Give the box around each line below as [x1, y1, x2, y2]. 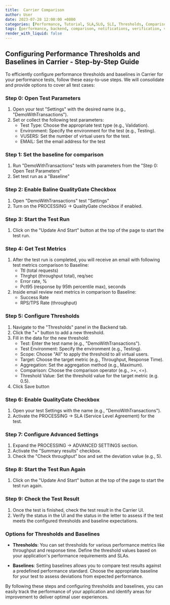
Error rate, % [20, 278, 47, 284]
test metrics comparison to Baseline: [12, 262, 90, 268]
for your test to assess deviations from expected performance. [12, 574, 143, 580]
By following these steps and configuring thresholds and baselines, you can [5, 583, 163, 589]
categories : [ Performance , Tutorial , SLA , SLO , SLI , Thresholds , [5, 21, 144, 27]
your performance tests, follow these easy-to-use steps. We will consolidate [5, 77, 164, 83]
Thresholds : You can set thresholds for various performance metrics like [12, 542, 165, 548]
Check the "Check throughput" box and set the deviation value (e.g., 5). [12, 453, 162, 459]
